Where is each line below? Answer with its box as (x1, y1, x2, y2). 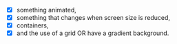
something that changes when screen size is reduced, (16, 14, 170, 22)
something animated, (16, 6, 76, 14)
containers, (16, 21, 49, 30)
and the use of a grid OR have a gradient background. (16, 29, 169, 37)
